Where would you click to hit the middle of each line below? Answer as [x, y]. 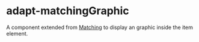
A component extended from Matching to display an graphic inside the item [100, 27]
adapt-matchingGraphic [68, 11]
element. [17, 33]
